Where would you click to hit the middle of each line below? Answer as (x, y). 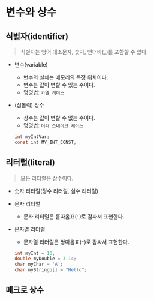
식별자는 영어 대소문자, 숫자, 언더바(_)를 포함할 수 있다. (84, 52)
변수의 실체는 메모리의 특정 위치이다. (66, 77)
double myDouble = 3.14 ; (45, 259)
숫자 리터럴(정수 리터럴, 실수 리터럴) (56, 191)
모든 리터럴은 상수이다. (47, 178)
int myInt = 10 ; (34, 253)
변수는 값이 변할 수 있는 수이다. (59, 85)
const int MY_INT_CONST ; (45, 142)
